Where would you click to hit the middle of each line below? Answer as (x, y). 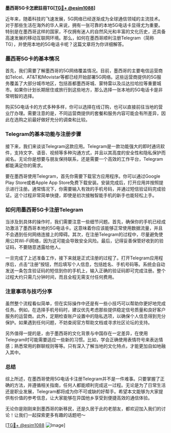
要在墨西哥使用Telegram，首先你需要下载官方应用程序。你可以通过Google (83, 176)
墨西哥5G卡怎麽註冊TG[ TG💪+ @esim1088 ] (50, 8)
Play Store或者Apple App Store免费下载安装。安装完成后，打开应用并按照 (82, 182)
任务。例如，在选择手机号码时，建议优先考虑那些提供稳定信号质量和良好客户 (85, 310)
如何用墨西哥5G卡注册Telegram (44, 210)
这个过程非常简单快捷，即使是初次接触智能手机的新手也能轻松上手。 (85, 195)
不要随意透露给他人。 (41, 247)
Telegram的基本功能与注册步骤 (43, 134)
